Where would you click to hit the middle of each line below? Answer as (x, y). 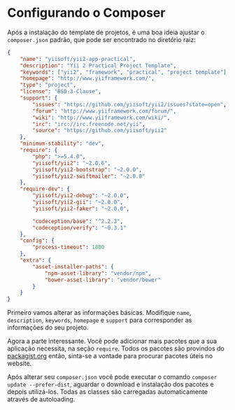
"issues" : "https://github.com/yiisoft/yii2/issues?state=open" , (130, 104)
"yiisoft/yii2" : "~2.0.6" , (72, 163)
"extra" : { (36, 260)
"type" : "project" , (48, 85)
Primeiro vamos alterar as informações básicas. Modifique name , (99, 313)
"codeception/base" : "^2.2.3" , (78, 221)
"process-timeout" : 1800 (69, 247)
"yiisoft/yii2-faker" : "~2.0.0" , (81, 208)
